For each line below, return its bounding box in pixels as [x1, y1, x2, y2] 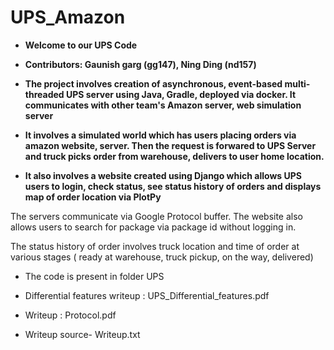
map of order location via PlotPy [24, 191, 162, 203]
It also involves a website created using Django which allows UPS [24, 169, 302, 181]
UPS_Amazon [10, 6, 126, 29]
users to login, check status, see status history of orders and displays [24, 180, 322, 192]
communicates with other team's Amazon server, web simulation [24, 99, 302, 111]
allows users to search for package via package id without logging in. [10, 221, 297, 233]
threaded [24, 88, 65, 100]
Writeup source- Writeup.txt [24, 328, 141, 340]
